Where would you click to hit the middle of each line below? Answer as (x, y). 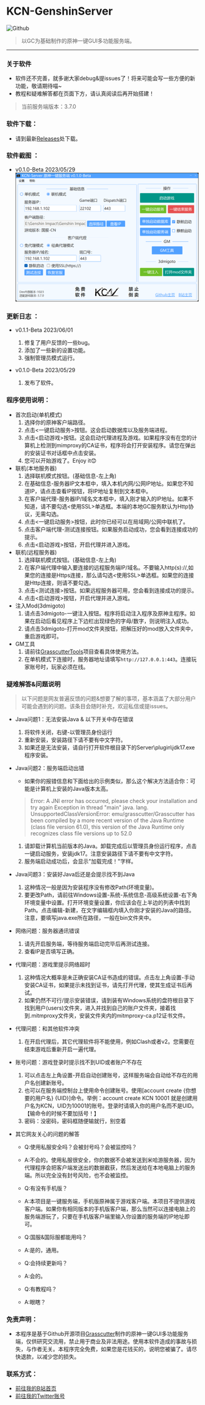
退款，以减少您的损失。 (50, 1357)
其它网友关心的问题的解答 (47, 1134)
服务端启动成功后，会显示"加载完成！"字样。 (80, 861)
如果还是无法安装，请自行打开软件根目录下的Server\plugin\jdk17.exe (110, 747)
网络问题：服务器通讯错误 (47, 931)
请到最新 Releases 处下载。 (48, 138)
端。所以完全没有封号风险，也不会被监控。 (78, 1175)
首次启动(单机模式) (39, 414)
